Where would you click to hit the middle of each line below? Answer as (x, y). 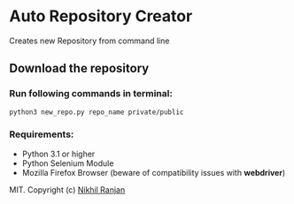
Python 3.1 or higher (58, 154)
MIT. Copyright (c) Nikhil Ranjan (67, 189)
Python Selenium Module (68, 163)
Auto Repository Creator (101, 16)
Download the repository (79, 68)
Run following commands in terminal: (91, 94)
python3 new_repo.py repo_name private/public (97, 112)
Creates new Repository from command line (89, 41)
